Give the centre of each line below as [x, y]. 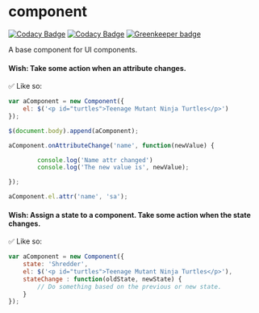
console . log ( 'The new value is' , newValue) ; [113, 168]
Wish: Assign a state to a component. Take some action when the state [130, 215]
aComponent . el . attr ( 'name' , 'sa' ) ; [68, 197]
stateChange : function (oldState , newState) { [102, 279]
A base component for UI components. [73, 49]
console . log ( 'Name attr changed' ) [95, 160]
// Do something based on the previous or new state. [129, 286]
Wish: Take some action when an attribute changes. [98, 68]
